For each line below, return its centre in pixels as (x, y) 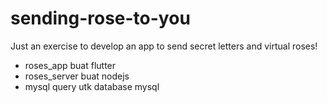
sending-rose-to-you (100, 18)
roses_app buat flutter (70, 65)
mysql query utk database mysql (92, 86)
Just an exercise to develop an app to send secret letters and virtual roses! (164, 46)
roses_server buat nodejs (77, 76)
